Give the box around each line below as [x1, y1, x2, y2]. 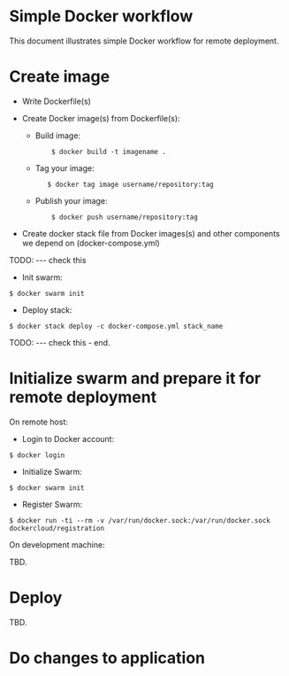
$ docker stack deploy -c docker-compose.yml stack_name [9, 322, 224, 330]
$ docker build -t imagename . [51, 147, 166, 156]
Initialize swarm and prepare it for [9, 369, 262, 389]
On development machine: [9, 539, 105, 550]
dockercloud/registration [9, 524, 104, 532]
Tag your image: [34, 162, 95, 174]
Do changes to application [9, 648, 206, 668]
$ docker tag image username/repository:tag [47, 180, 214, 189]
